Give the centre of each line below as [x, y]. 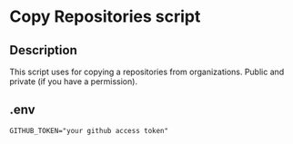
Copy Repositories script [105, 17]
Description [43, 50]
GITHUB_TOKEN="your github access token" [89, 130]
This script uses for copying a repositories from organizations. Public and [147, 72]
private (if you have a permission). [74, 82]
